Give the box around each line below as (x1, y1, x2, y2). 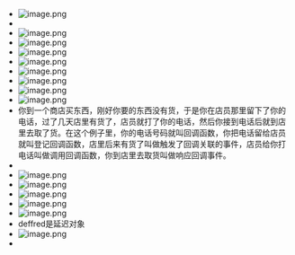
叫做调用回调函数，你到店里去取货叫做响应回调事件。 (33, 150, 231, 161)
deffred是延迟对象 (17, 218, 85, 229)
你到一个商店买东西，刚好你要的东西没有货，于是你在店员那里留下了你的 (17, 105, 286, 116)
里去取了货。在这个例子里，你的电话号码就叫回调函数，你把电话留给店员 (17, 127, 286, 138)
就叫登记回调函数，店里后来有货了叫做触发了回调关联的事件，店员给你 (17, 139, 279, 149)
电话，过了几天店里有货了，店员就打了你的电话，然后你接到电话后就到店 (17, 117, 286, 127)
